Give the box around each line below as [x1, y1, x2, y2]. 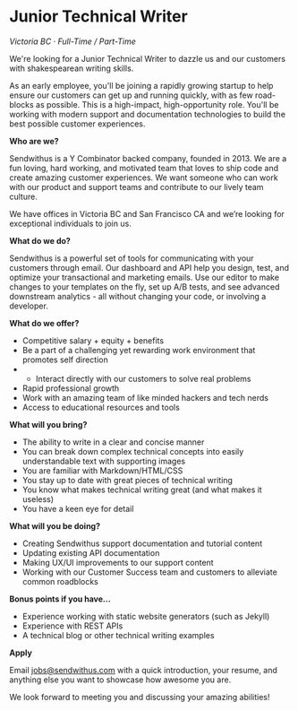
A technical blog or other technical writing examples [21, 629, 215, 640]
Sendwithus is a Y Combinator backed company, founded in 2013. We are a [9, 152, 287, 163]
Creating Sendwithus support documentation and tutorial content [21, 538, 262, 549]
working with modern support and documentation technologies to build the [9, 108, 286, 119]
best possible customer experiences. [9, 118, 146, 129]
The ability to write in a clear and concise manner [21, 437, 205, 447]
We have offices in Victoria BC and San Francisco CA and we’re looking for [9, 208, 285, 219]
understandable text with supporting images [21, 455, 186, 466]
